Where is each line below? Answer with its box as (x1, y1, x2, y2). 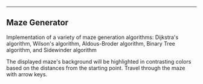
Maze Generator (6, 17, 69, 28)
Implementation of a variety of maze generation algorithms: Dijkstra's (6, 34, 179, 41)
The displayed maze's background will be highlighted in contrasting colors (6, 58, 192, 65)
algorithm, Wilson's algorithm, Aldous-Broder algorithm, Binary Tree (6, 40, 175, 47)
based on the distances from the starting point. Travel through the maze (6, 64, 185, 71)
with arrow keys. (6, 70, 48, 78)
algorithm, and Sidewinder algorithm (6, 46, 97, 53)
